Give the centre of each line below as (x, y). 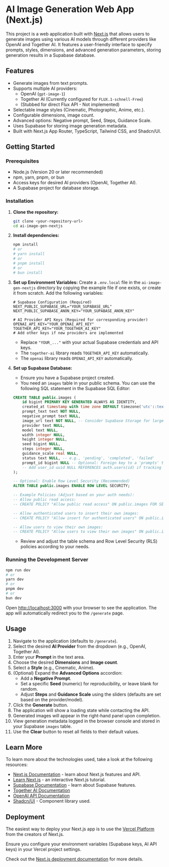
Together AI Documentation (42, 790)
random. (29, 689)
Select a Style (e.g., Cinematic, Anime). (54, 667)
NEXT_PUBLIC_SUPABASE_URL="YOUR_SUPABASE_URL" (62, 306)
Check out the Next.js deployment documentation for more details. (74, 859)
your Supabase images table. (42, 726)
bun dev (14, 598)
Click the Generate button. (40, 705)
